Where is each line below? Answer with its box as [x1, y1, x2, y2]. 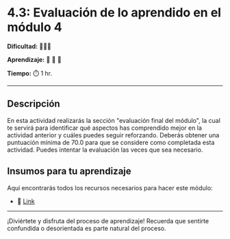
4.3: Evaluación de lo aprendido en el [7, 5, 221, 21]
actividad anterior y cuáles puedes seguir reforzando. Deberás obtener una [7, 130, 220, 139]
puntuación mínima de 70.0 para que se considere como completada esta [7, 138, 215, 146]
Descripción [7, 98, 60, 110]
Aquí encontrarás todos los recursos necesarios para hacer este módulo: [7, 183, 214, 192]
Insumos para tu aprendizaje [7, 166, 131, 177]
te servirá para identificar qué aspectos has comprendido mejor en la [7, 124, 202, 132]
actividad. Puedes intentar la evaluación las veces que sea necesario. [7, 146, 203, 154]
